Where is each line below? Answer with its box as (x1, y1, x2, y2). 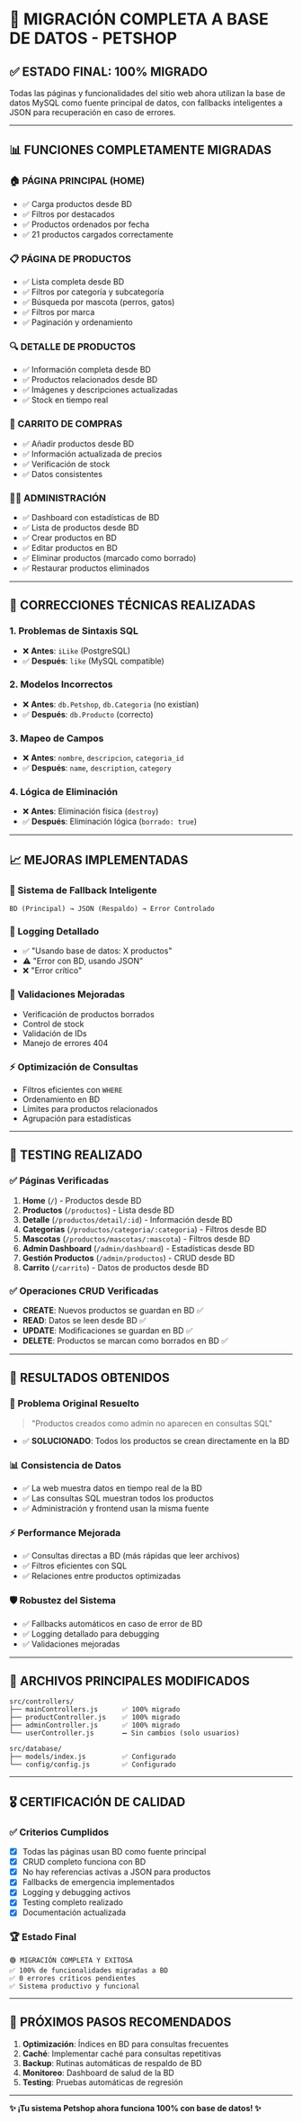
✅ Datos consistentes (22, 468, 103, 479)
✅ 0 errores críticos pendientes (9, 1973, 137, 1982)
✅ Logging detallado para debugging (22, 1628, 160, 1639)
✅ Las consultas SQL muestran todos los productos (22, 1493, 214, 1503)
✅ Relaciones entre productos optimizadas (22, 1571, 182, 1582)
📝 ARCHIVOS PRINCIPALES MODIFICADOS (9, 1673, 250, 1688)
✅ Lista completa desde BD (22, 275, 125, 287)
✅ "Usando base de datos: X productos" (22, 945, 173, 956)
